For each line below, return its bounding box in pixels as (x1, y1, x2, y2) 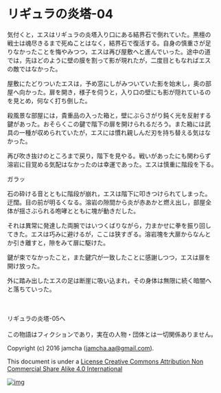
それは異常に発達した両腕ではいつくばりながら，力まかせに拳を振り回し (7, 221, 211, 229)
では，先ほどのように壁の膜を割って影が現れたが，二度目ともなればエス (7, 56, 211, 64)
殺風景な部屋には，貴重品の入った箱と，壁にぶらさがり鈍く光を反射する (7, 111, 211, 119)
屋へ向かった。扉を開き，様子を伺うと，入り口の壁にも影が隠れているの (7, 87, 211, 96)
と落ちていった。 (7, 285, 56, 293)
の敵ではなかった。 (7, 65, 62, 73)
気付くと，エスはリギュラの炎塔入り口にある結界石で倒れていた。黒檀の (7, 30, 211, 39)
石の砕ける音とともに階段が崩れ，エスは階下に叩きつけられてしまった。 (7, 189, 211, 198)
